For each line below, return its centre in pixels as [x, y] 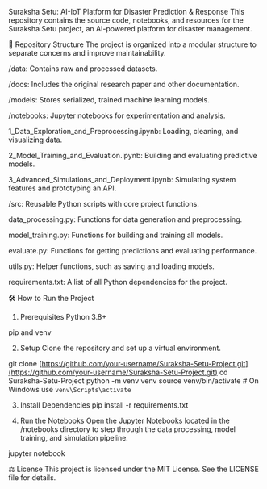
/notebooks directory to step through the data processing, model [128, 429]
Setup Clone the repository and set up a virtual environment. [121, 348]
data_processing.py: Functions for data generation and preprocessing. [125, 219]
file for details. [32, 478]
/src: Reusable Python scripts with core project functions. [104, 204]
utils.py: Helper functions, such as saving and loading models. [112, 266]
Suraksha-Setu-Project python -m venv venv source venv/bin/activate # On [134, 381]
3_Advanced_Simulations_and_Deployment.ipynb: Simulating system [122, 180]
